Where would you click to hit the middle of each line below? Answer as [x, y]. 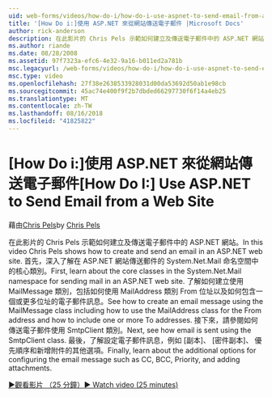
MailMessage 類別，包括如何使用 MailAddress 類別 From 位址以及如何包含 [132, 291]
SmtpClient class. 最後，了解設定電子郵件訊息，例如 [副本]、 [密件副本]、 [131, 340]
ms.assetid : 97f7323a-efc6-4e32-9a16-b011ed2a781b [96, 61]
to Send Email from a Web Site [111, 202]
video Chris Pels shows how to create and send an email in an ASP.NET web [136, 251]
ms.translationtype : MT [49, 99]
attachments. [30, 368]
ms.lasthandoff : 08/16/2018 [56, 114]
